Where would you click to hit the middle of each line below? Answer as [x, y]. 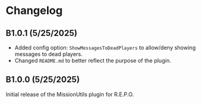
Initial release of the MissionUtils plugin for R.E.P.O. [70, 94]
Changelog [34, 11]
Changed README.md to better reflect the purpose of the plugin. [93, 61]
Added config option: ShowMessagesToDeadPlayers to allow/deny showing [105, 47]
